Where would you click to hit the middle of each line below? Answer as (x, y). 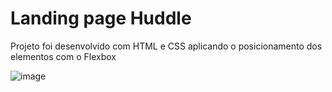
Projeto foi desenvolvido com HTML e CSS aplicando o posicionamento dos (166, 46)
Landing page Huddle (101, 18)
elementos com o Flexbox (63, 56)
